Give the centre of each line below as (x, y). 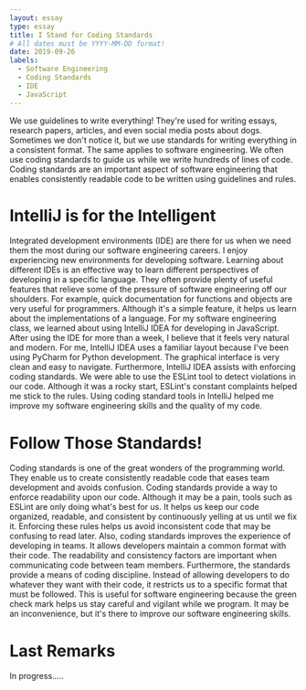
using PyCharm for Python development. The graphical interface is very (145, 357)
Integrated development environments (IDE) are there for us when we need (151, 241)
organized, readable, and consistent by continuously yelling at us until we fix (153, 516)
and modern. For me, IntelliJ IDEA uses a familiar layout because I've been (149, 347)
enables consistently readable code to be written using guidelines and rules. (153, 178)
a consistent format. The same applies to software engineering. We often (147, 149)
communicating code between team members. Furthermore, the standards (150, 565)
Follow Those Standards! (106, 443)
